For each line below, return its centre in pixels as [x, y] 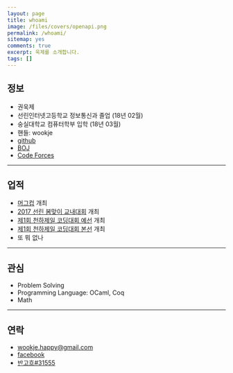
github [26, 140]
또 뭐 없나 [30, 238]
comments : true [29, 46]
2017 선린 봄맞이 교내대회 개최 [58, 211]
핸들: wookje [35, 132]
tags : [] [20, 59]
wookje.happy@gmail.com [55, 347]
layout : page [26, 14]
